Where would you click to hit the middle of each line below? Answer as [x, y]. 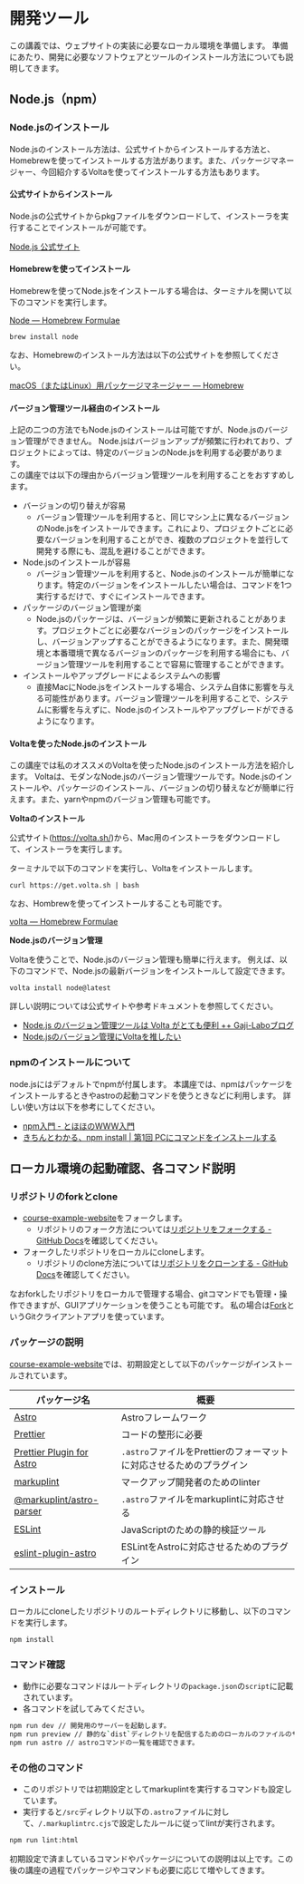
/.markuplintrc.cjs [75, 1824]
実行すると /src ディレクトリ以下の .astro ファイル [114, 1812]
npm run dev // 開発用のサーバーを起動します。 [90, 1726]
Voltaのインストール [47, 819]
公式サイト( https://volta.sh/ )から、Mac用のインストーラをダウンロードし [145, 838]
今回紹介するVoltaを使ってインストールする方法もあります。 [152, 171]
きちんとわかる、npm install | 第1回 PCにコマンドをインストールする [150, 1137]
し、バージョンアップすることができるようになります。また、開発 [158, 642]
